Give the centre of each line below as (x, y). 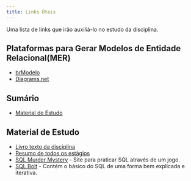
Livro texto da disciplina (45, 147)
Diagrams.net (32, 79)
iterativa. (26, 173)
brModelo (27, 73)
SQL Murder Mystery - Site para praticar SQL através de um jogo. (97, 160)
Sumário (23, 98)
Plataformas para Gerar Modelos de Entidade (94, 48)
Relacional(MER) (39, 58)
